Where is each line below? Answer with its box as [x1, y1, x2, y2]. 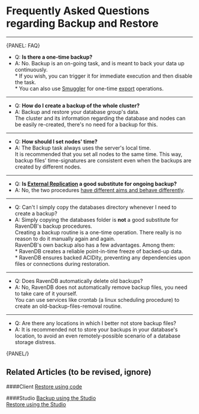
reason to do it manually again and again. [14, 235, 115, 242]
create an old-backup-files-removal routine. [14, 302, 123, 310]
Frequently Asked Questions [6, 4, 150, 18]
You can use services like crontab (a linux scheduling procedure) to [14, 296, 179, 303]
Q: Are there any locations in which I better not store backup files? [14, 319, 176, 327]
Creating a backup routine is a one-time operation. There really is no [14, 228, 182, 235]
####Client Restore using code [6, 383, 82, 390]
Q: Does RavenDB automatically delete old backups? [14, 277, 143, 284]
